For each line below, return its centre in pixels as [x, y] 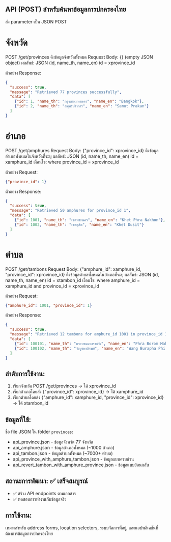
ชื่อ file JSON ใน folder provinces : [39, 432]
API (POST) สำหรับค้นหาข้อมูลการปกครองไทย [66, 9]
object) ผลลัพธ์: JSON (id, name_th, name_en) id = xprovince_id [70, 63]
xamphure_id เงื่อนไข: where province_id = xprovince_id [62, 162]
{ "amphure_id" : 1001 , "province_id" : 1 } [49, 305]
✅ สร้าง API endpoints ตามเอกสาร [44, 493]
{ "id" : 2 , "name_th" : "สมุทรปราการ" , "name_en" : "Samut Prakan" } [82, 106]
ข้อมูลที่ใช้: [18, 420]
